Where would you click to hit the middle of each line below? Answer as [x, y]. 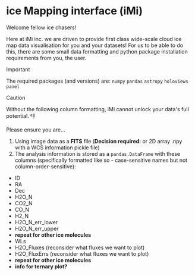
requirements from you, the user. [46, 58]
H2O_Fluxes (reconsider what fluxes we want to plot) [80, 247]
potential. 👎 [21, 116]
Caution [16, 98]
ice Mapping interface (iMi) [74, 11]
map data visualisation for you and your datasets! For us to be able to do [95, 45]
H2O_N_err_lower [36, 222]
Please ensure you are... [36, 130]
